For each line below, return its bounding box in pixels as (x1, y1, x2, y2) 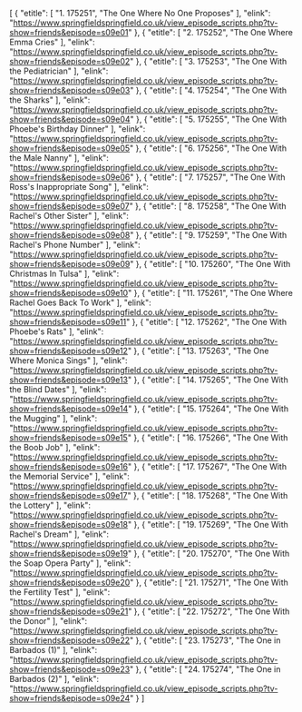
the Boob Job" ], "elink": (9, 442, 101, 452)
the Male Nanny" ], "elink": (9, 153, 109, 163)
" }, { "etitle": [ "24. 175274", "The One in (130, 664, 281, 675)
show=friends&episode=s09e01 (9, 27, 129, 37)
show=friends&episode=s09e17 (9, 490, 129, 500)
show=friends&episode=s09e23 (9, 664, 131, 675)
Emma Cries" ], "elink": (9, 36, 95, 47)
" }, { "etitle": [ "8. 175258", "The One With (129, 201, 287, 212)
